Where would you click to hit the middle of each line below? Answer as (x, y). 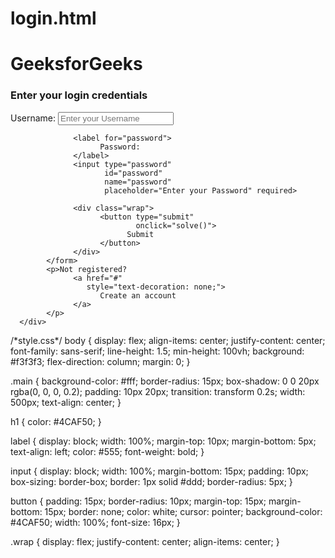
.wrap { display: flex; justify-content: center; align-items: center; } (145, 541)
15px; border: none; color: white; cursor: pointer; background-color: (183, 511)
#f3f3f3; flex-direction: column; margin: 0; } (100, 361)
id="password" (133, 173)
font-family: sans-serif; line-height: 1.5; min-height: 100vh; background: (157, 351)
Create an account (138, 295)
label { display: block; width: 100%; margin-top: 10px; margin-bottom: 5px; (163, 441)
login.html (53, 18)
